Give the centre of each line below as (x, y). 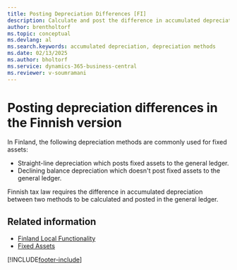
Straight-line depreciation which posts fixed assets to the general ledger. (123, 164)
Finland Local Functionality (56, 239)
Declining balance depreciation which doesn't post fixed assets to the (119, 171)
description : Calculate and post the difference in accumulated (104, 20)
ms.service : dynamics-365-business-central (72, 66)
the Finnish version (65, 122)
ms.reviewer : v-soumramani (47, 73)
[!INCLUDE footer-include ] (45, 260)
